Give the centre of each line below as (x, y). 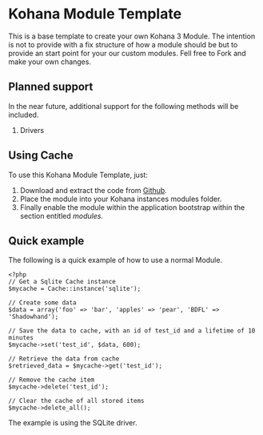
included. (24, 115)
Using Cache (41, 156)
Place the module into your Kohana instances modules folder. (121, 199)
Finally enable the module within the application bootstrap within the (132, 207)
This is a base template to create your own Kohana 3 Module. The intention (132, 36)
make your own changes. (50, 62)
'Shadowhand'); (34, 317)
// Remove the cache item (51, 380)
